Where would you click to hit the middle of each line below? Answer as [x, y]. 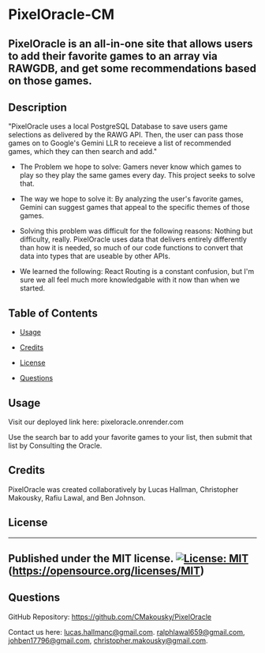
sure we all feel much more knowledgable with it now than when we [130, 280]
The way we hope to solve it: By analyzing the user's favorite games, [131, 199]
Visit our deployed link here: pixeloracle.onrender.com [96, 422]
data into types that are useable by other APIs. [95, 256]
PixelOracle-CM [62, 15]
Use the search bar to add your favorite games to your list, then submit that [130, 437]
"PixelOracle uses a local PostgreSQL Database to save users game [118, 126]
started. [32, 288]
